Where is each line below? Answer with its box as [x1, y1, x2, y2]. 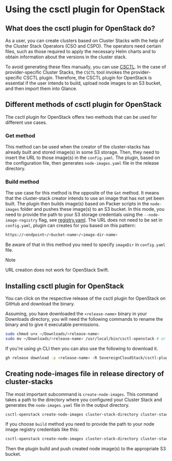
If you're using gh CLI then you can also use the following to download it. [5, 345, 159, 352]
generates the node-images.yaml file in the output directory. [5, 402, 130, 408]
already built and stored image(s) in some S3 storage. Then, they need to [5, 149, 160, 156]
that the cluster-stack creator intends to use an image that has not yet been [5, 195, 165, 202]
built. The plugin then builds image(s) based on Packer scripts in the [5, 201, 149, 207]
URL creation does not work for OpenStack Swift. [5, 267, 109, 273]
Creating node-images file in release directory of [5, 369, 164, 378]
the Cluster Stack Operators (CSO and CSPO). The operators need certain [5, 43, 161, 49]
